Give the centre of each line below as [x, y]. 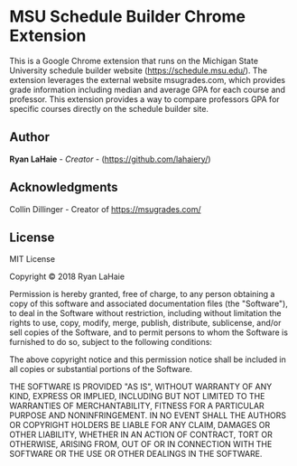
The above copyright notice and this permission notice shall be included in [148, 359]
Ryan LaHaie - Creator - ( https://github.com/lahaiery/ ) [110, 159]
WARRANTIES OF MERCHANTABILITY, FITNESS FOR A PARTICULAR [137, 406]
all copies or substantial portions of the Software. [101, 369]
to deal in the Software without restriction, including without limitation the [145, 313]
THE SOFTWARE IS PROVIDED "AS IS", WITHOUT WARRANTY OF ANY [141, 387]
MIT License [32, 259]
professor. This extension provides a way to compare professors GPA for [144, 99]
